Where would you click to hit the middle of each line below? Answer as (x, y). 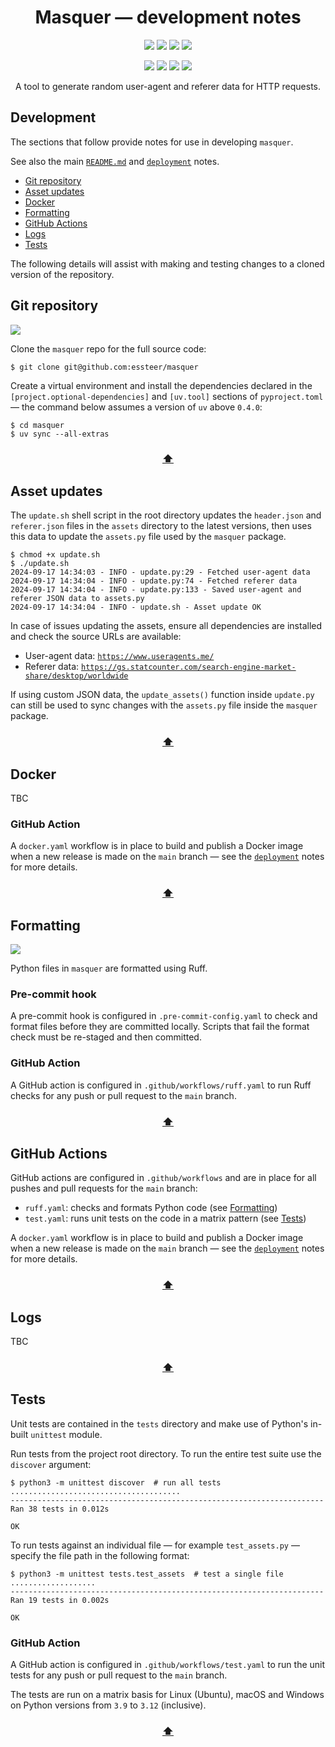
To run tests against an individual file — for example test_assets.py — (155, 1545)
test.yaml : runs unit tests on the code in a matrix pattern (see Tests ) (165, 1218)
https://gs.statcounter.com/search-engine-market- (189, 667)
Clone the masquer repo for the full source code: (108, 348)
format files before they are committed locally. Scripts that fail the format (160, 1027)
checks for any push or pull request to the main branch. (123, 1095)
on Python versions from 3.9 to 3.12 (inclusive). (108, 1705)
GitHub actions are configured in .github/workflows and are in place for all (163, 1178)
